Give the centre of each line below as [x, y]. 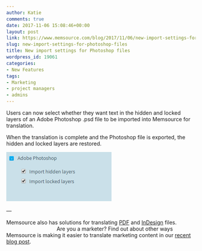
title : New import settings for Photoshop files [68, 51]
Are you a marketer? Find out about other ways [115, 229]
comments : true [25, 19]
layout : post [23, 32]
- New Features [25, 70]
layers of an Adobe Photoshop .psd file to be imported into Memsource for [98, 119]
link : [13, 38]
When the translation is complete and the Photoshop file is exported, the [96, 137]
